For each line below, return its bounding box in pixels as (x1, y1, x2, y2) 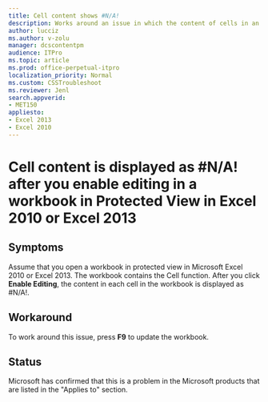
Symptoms (8, 241, 64, 255)
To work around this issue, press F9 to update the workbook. (8, 332, 210, 341)
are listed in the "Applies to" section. (8, 385, 128, 395)
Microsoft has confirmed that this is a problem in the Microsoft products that (8, 376, 260, 386)
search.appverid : (8, 94, 66, 102)
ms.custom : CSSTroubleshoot (8, 78, 102, 86)
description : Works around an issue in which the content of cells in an (8, 19, 260, 27)
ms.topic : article (8, 57, 70, 65)
